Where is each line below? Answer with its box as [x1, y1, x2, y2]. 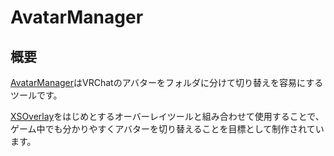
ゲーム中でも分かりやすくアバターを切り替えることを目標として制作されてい [10, 123, 325, 135]
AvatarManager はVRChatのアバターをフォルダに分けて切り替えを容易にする [10, 77, 324, 88]
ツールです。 [10, 89, 63, 101]
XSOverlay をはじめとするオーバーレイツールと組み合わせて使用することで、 [10, 111, 325, 122]
